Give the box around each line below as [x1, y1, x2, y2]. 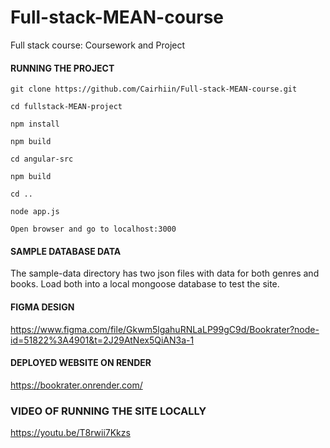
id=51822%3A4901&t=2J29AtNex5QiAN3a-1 [10, 334, 195, 346]
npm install [10, 119, 60, 130]
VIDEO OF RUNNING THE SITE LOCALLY [10, 404, 207, 418]
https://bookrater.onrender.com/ [10, 379, 143, 391]
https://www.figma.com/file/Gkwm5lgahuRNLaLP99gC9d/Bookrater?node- [10, 323, 320, 335]
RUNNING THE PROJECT [10, 62, 115, 74]
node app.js [10, 207, 60, 217]
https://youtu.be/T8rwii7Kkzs [10, 427, 131, 439]
